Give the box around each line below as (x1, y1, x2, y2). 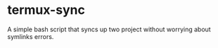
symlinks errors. (7, 32, 54, 40)
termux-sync (7, 2, 86, 18)
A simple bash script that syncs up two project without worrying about (7, 25, 211, 33)
